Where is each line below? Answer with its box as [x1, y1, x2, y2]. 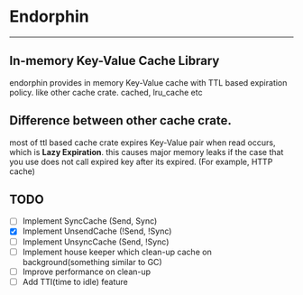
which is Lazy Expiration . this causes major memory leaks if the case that [9, 146, 284, 157]
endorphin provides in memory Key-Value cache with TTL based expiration [9, 77, 288, 88]
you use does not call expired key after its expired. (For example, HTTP [9, 156, 273, 167]
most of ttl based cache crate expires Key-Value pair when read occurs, [9, 137, 276, 148]
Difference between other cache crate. [9, 113, 232, 128]
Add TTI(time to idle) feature [22, 276, 128, 287]
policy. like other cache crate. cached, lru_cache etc [9, 87, 203, 97]
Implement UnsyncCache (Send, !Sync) [22, 236, 170, 247]
